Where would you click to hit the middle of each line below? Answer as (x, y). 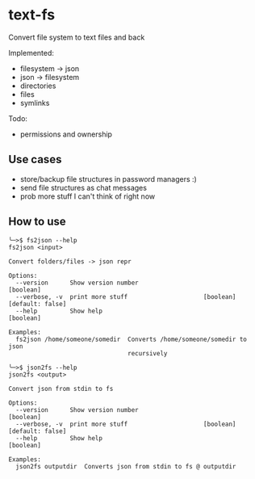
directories (38, 86)
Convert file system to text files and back (77, 37)
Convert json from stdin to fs (61, 389)
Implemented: (31, 53)
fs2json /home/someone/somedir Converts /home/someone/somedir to (132, 339)
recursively (148, 353)
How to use (37, 222)
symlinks (35, 103)
